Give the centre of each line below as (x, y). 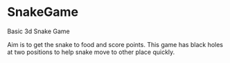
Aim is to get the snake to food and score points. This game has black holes (115, 44)
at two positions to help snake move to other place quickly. (91, 52)
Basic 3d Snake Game (39, 31)
